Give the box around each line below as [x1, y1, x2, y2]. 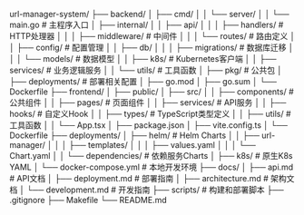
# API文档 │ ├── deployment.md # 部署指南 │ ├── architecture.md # [9, 173, 270, 183]
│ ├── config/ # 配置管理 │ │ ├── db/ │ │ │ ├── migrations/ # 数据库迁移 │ [9, 42, 294, 53]
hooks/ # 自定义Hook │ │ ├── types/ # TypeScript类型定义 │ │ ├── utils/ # [9, 109, 292, 119]
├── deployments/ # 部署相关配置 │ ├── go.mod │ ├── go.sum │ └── [9, 76, 277, 86]
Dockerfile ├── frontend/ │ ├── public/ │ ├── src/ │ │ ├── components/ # [9, 86, 295, 97]
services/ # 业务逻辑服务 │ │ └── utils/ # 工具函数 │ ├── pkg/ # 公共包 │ [9, 64, 283, 75]
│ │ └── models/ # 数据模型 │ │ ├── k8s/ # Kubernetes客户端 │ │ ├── [9, 54, 277, 64]
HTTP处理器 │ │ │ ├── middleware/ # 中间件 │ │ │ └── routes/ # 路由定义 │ [9, 31, 296, 41]
